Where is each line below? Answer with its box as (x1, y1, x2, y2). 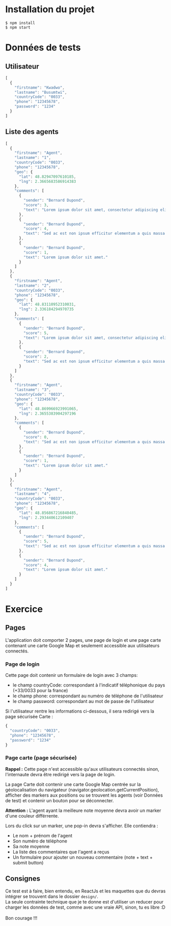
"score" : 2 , (23, 354, 49, 359)
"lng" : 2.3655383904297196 (18, 411, 76, 416)
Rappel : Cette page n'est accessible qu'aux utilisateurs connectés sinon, (5, 766, 159, 772)
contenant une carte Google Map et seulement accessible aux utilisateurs (5, 642, 160, 648)
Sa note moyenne (12, 843, 50, 849)
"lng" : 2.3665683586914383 (18, 179, 76, 184)
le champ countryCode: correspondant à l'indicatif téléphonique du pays (12, 682, 165, 688)
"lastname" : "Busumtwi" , (14, 90, 67, 95)
